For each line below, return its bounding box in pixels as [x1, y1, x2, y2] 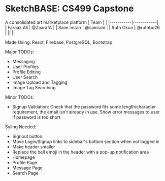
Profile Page [12, 159, 37, 165]
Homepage [12, 154, 35, 160]
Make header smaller [12, 144, 55, 149]
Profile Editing [12, 69, 41, 74]
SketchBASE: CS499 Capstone [5, 3, 134, 14]
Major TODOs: [5, 49, 34, 55]
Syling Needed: [5, 124, 36, 130]
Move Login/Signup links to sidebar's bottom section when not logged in [12, 139, 160, 145]
